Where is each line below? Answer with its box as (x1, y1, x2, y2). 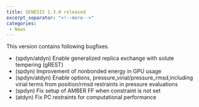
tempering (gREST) (15, 61, 64, 68)
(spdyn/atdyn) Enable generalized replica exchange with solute (15, 54, 175, 62)
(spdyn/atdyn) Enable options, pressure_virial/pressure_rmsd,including (15, 74, 194, 81)
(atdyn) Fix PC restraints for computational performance (15, 94, 157, 101)
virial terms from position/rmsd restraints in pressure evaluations (15, 81, 178, 88)
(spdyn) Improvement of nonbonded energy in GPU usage (15, 68, 162, 75)
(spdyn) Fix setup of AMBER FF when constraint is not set (15, 87, 161, 95)
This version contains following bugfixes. (6, 43, 110, 50)
